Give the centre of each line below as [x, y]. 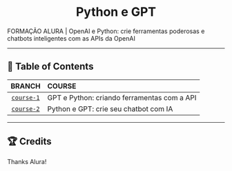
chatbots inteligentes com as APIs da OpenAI [71, 38]
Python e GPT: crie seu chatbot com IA [110, 109]
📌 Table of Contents [50, 67]
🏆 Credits [29, 142]
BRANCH [26, 85]
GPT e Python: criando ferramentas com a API [122, 97]
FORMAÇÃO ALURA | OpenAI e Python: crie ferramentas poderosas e [106, 31]
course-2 [26, 109]
